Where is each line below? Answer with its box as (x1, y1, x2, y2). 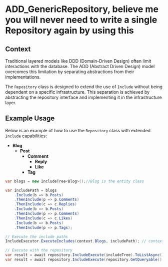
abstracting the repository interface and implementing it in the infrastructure (5, 94, 162, 100)
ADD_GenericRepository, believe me (5, 4, 159, 15)
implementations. (5, 74, 41, 80)
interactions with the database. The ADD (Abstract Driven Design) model (5, 64, 155, 69)
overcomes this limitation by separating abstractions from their (5, 69, 134, 75)
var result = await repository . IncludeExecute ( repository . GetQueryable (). (5, 257, 164, 262)
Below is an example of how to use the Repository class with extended (5, 127, 151, 133)
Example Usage (5, 114, 55, 123)
